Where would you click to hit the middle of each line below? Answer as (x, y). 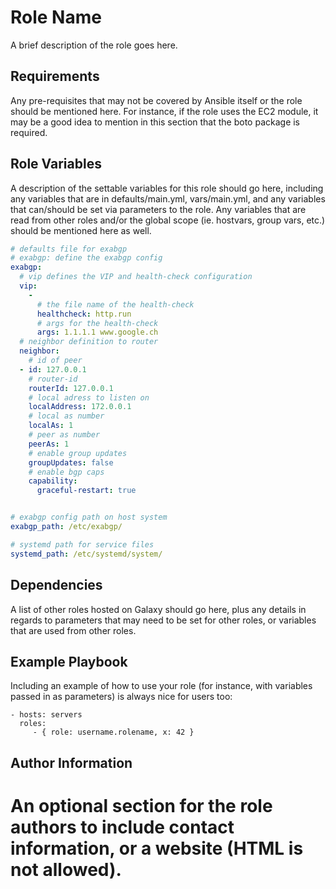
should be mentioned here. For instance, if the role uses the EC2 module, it (164, 111)
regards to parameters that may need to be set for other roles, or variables (163, 620)
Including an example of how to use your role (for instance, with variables (161, 686)
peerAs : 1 (49, 444)
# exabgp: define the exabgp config (86, 258)
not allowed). (66, 869)
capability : (53, 481)
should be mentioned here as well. (81, 230)
